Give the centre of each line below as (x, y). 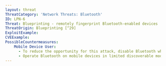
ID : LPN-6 (15, 19)
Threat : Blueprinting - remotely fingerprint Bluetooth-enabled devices (82, 24)
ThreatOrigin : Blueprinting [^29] (41, 28)
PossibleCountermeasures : (32, 42)
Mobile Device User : (35, 47)
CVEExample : (17, 38)
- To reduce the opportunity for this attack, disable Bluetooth (87, 51)
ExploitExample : (22, 33)
